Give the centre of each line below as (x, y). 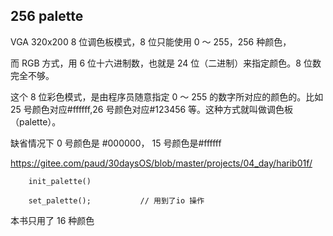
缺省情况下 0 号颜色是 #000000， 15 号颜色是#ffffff (116, 143)
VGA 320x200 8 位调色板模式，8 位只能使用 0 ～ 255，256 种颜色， (151, 41)
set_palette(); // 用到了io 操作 (116, 200)
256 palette (47, 16)
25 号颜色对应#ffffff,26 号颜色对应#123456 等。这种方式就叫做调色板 (152, 109)
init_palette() (60, 181)
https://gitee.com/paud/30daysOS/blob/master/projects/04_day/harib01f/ (161, 163)
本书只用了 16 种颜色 (52, 220)
